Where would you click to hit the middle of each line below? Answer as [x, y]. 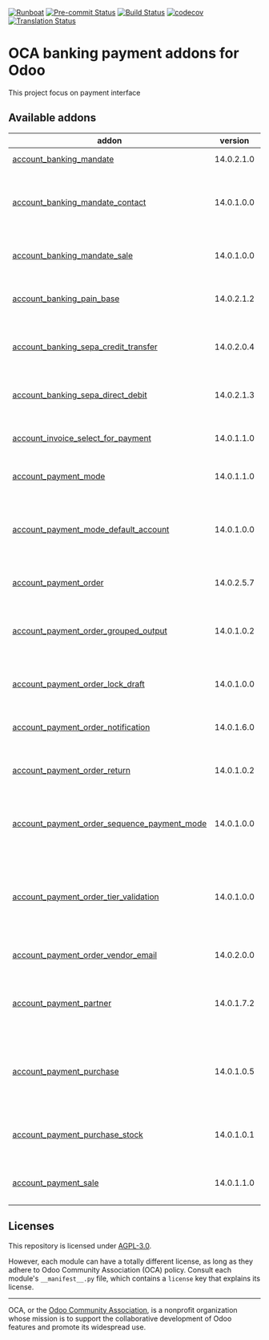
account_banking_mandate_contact [79, 202]
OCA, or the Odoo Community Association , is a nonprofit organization [123, 1309]
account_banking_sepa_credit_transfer [85, 347]
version [235, 141]
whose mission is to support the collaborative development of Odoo [120, 1318]
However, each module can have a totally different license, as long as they [131, 1261]
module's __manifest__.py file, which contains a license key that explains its [134, 1278]
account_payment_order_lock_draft [79, 684]
